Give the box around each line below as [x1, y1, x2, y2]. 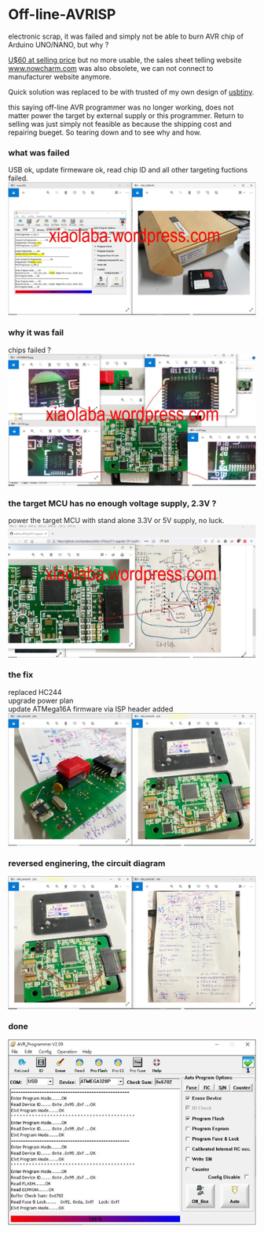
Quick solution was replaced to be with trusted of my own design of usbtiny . [8, 87, 255, 96]
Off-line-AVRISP [8, 6, 116, 24]
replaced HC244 [8, 687, 62, 696]
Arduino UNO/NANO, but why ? [8, 39, 109, 49]
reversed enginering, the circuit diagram [8, 857, 166, 868]
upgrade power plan [8, 696, 74, 705]
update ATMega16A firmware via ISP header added [8, 704, 174, 714]
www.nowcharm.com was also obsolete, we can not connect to [8, 63, 214, 72]
